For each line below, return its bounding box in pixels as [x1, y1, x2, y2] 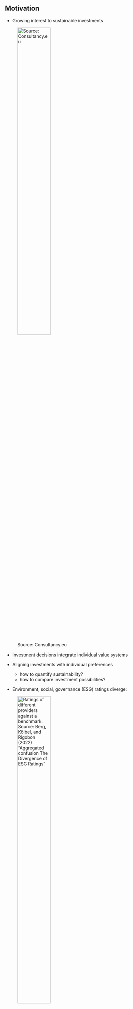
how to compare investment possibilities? [19, 676, 106, 682]
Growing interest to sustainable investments [12, 17, 104, 23]
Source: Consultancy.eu [17, 641, 68, 647]
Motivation [5, 4, 40, 13]
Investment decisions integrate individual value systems [12, 651, 128, 658]
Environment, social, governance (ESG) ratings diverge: [12, 686, 127, 692]
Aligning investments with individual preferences [12, 661, 113, 667]
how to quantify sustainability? [19, 671, 83, 677]
